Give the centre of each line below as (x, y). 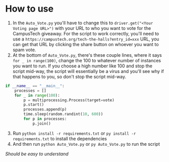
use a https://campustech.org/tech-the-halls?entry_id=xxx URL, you (86, 39)
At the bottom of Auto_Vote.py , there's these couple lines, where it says (87, 55)
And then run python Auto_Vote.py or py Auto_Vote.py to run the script (86, 144)
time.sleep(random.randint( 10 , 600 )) (63, 114)
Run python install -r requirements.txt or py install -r (74, 133)
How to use (29, 9)
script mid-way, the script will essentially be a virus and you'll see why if (88, 71)
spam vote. (24, 50)
